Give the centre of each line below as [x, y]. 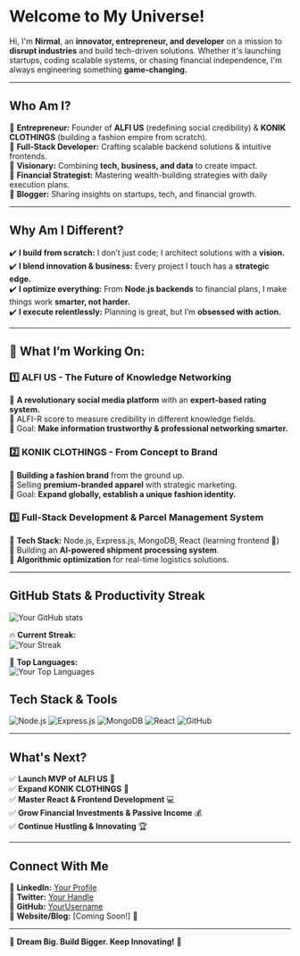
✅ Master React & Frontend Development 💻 [92, 800]
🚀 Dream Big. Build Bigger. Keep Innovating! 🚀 [96, 942]
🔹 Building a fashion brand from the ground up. [97, 475]
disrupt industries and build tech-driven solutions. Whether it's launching [145, 50]
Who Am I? [40, 106]
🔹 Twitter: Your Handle [51, 897]
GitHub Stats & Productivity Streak [107, 596]
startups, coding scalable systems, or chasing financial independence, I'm [146, 60]
